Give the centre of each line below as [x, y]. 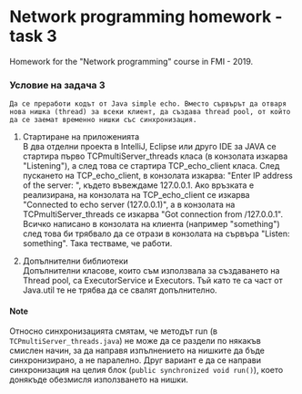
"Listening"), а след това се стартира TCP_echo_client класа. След [151, 166]
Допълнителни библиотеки [75, 261]
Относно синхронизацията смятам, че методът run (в [114, 331]
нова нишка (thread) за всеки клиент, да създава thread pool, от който [150, 112]
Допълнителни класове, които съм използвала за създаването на [151, 271]
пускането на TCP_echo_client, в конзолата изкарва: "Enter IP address [157, 176]
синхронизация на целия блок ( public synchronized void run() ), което [146, 370]
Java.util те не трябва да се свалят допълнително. [120, 290]
